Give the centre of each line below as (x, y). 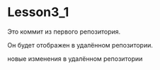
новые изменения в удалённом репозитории (75, 58)
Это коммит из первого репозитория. (64, 31)
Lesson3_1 (38, 12)
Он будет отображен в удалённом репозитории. (80, 45)
